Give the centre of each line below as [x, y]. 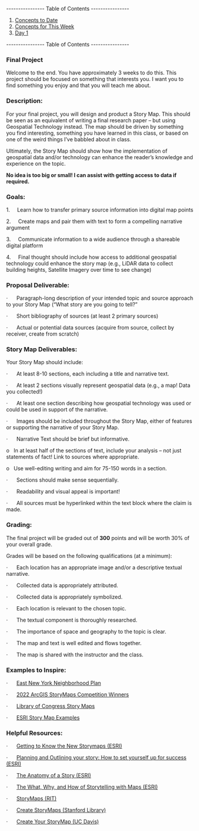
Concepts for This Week [44, 27]
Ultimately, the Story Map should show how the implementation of [87, 151]
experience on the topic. [36, 163]
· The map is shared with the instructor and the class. [75, 655]
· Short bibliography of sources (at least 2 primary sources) [82, 316]
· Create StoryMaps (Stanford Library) [56, 810]
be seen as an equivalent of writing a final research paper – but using [91, 120]
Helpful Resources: [34, 733]
